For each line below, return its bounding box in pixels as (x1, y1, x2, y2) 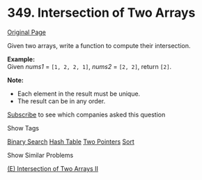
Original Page (7, 28, 47, 36)
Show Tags (7, 123, 40, 132)
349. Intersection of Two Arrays (7, 5, 196, 21)
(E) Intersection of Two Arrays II (7, 164, 99, 172)
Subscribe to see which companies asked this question (7, 110, 166, 119)
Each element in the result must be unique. (17, 89, 141, 98)
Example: (7, 54, 36, 63)
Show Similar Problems (7, 151, 74, 159)
